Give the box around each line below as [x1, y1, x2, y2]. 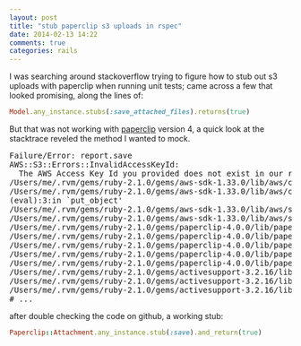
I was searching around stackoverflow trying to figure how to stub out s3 [9, 71, 278, 82]
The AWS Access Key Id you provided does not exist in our [18, 169, 284, 178]
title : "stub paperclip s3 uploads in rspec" [9, 22, 182, 30]
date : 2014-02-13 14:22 [9, 30, 99, 39]
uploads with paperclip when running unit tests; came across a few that [9, 81, 273, 91]
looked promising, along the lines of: [9, 91, 144, 101]
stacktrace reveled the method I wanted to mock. [9, 134, 191, 143]
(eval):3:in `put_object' [9, 195, 124, 205]
